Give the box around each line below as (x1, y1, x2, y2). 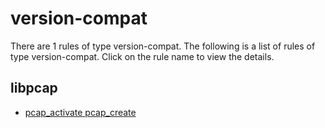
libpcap (10, 80, 58, 97)
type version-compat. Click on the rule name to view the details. (10, 50, 275, 62)
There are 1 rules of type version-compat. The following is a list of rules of (10, 40, 316, 52)
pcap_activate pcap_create (24, 106, 137, 118)
